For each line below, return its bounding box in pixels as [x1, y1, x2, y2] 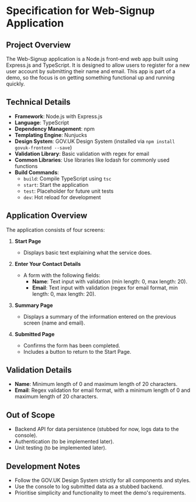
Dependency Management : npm [14, 125, 95, 132]
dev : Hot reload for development [23, 193, 102, 200]
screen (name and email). [23, 319, 86, 326]
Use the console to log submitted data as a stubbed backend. [14, 483, 164, 490]
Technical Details [6, 97, 71, 107]
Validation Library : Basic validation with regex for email [14, 150, 150, 157]
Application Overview [6, 211, 87, 221]
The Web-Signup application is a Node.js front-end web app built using [6, 56, 178, 62]
